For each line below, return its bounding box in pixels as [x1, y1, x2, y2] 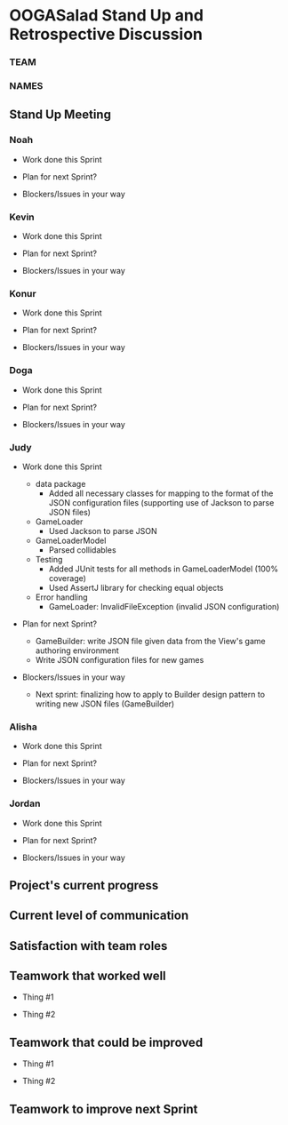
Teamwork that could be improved [9, 1034, 204, 1049]
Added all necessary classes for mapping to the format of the [48, 488, 274, 499]
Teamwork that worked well [9, 969, 166, 984]
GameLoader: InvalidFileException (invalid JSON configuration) [48, 601, 280, 611]
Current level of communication [9, 908, 189, 923]
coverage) [48, 572, 87, 583]
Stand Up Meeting [9, 108, 111, 123]
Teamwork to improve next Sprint [9, 1101, 198, 1116]
